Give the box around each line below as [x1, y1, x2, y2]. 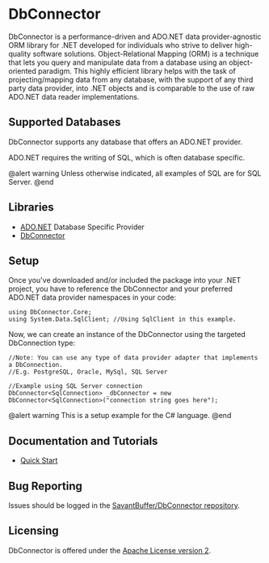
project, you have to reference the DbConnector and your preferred [8, 284, 233, 294]
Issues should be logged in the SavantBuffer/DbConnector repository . [8, 501, 241, 510]
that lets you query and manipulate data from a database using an [8, 58, 228, 67]
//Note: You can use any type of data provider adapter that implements [8, 354, 258, 362]
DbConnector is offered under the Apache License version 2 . [8, 545, 212, 555]
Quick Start [19, 455, 58, 466]
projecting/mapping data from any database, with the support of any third [8, 75, 254, 84]
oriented [8, 66, 36, 75]
